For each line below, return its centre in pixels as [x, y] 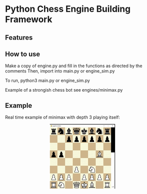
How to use [23, 54]
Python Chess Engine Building [68, 9]
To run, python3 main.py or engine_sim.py [48, 81]
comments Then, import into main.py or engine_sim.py [60, 71]
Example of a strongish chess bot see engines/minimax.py [64, 90]
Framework [29, 19]
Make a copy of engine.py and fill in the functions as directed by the [74, 66]
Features [19, 37]
